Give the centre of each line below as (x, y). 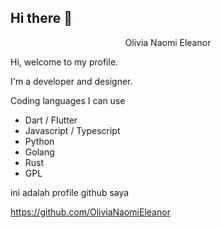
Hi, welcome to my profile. (64, 62)
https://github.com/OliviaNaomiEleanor (90, 212)
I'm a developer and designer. (71, 81)
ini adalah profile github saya (70, 192)
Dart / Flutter (51, 120)
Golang (39, 152)
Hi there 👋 (41, 18)
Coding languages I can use (68, 100)
